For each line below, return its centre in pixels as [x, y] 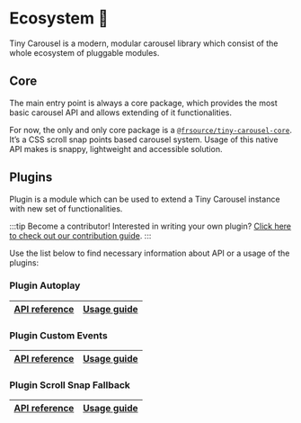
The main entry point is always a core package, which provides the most [144, 103]
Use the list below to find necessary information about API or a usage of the [150, 253]
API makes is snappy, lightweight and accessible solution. [116, 148]
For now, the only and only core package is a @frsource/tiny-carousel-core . [150, 130]
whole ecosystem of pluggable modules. [84, 52]
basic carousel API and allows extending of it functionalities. [120, 112]
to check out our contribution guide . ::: [80, 235]
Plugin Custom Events [58, 335]
